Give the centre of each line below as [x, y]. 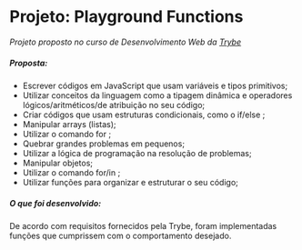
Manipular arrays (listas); [69, 124]
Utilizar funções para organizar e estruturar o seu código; [131, 182]
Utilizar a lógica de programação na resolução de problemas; [137, 153]
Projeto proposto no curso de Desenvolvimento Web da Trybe [126, 42]
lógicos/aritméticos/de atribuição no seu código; [114, 105]
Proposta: [29, 63]
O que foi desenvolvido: [55, 203]
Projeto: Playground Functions [126, 17]
